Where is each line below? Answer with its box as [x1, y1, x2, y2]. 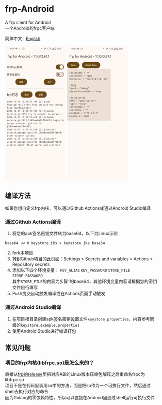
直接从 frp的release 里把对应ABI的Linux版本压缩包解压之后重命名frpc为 [5, 371, 145, 377]
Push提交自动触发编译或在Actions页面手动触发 [12, 290, 106, 297]
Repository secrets [12, 261, 50, 268]
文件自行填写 [12, 285, 38, 290]
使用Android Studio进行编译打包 [12, 328, 76, 334]
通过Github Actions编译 [5, 219, 62, 225]
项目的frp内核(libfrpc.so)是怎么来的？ [5, 359, 94, 366]
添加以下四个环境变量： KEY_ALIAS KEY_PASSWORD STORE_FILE [12, 267, 130, 273]
